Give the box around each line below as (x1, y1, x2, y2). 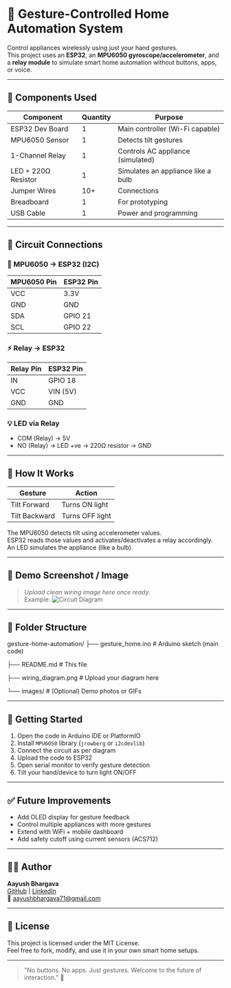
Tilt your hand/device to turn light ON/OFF (16, 769, 137, 777)
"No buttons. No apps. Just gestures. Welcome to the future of (23, 966, 202, 974)
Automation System (7, 21, 124, 36)
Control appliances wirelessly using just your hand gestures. (7, 43, 178, 52)
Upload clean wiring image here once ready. (23, 588, 151, 596)
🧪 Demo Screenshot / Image (7, 570, 129, 581)
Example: (23, 595, 51, 603)
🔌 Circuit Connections (7, 239, 103, 250)
